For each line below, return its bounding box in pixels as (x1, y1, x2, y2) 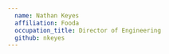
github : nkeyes (14, 33, 65, 42)
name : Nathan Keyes (14, 11, 80, 20)
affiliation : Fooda (14, 19, 80, 27)
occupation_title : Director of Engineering (14, 26, 161, 34)
